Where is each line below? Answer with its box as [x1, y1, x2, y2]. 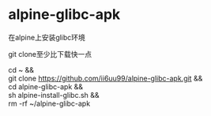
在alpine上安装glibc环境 [8, 32, 85, 42]
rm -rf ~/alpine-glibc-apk [8, 99, 91, 108]
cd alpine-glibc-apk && [8, 81, 84, 92]
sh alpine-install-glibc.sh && [8, 90, 100, 99]
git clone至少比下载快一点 [8, 49, 92, 58]
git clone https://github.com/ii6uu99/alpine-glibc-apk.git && [8, 73, 203, 83]
